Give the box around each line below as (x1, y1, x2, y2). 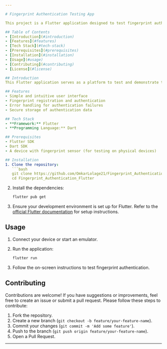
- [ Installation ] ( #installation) (5, 53, 75, 58)
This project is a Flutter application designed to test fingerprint (5, 20, 153, 25)
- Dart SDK (5, 144, 28, 149)
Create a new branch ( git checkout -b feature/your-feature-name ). (12, 317, 153, 323)
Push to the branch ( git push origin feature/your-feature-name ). (12, 328, 149, 334)
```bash (11, 167, 28, 172)
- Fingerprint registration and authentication (5, 98, 106, 103)
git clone (11, 171, 32, 176)
